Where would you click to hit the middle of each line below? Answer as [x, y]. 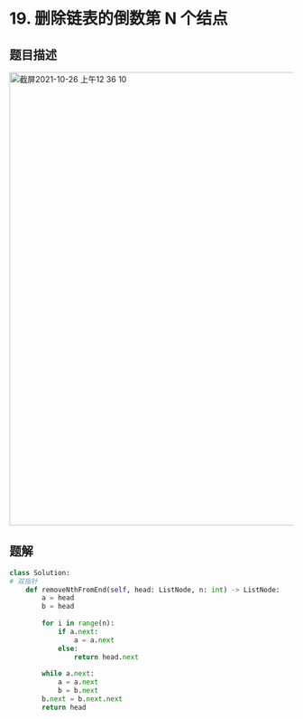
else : [68, 648]
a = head [58, 598]
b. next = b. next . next [83, 699]
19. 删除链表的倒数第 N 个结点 [119, 19]
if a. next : [78, 631]
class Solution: [40, 572]
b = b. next [78, 691]
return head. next [106, 657]
